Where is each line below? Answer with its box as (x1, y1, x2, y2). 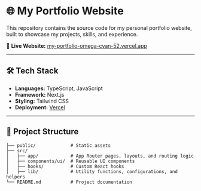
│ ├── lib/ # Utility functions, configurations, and (6, 168, 178, 174)
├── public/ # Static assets (6, 142, 111, 149)
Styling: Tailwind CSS (14, 97, 69, 104)
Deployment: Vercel (14, 103, 65, 111)
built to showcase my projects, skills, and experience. (6, 30, 138, 38)
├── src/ (6, 147, 28, 153)
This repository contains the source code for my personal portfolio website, (6, 24, 193, 31)
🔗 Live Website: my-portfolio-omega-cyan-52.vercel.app (6, 42, 148, 49)
